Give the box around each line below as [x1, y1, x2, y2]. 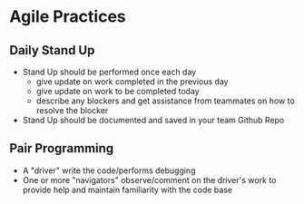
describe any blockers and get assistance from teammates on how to [35, 95, 295, 106]
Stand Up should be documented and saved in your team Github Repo [22, 115, 285, 125]
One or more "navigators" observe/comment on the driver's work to [22, 174, 277, 185]
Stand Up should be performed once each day [22, 66, 197, 77]
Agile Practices [9, 6, 127, 27]
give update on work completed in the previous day [35, 76, 229, 87]
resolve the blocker [35, 105, 109, 115]
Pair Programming [9, 141, 114, 156]
